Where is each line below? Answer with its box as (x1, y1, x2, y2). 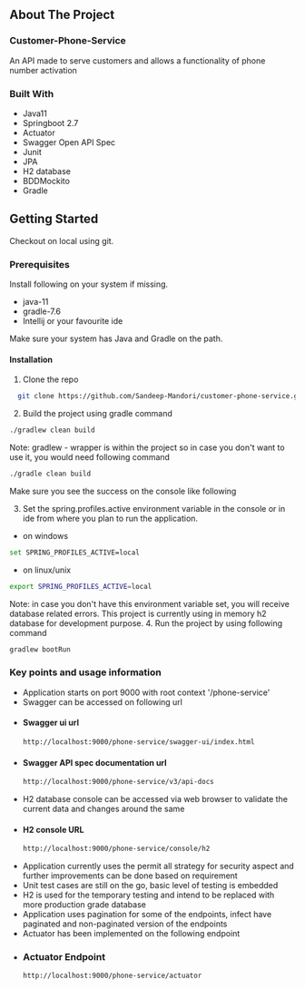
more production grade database (22, 899, 147, 910)
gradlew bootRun (9, 644, 71, 654)
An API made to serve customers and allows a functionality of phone (9, 54, 266, 66)
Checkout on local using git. (9, 235, 114, 246)
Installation (9, 354, 53, 365)
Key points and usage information (9, 666, 162, 679)
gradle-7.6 (22, 306, 62, 317)
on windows (22, 530, 69, 541)
